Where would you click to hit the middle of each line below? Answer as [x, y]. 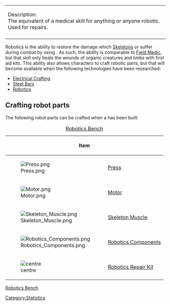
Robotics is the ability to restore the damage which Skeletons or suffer [79, 47]
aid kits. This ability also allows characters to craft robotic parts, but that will [85, 63]
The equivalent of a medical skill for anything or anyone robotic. [84, 21]
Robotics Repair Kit [131, 267]
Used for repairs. [28, 27]
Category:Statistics [25, 297]
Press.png [33, 170]
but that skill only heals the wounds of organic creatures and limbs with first [85, 58]
